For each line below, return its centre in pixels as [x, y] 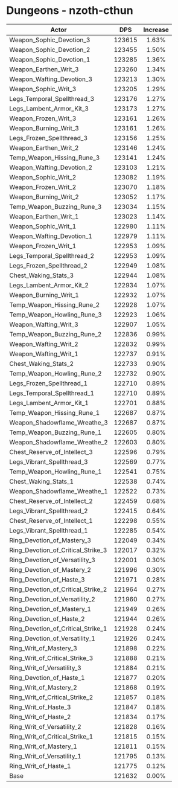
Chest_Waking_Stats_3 [42, 275]
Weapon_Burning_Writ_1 [44, 295]
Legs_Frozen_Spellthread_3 [49, 138]
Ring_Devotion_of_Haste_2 [47, 618]
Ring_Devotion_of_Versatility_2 [52, 599]
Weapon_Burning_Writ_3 [44, 128]
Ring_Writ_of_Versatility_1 [45, 756]
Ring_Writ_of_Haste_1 [40, 766]
